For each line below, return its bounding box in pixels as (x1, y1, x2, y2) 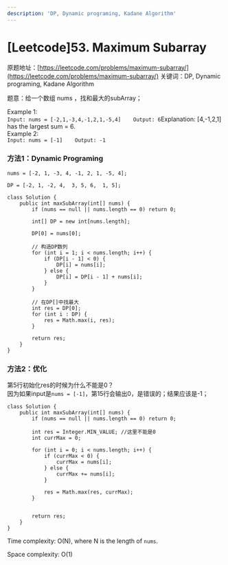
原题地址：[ (7, 63, 40, 71)
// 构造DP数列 (32, 243, 68, 250)
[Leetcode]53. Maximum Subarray (7, 39, 207, 55)
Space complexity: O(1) (7, 551, 73, 559)
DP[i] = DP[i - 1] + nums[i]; (56, 273, 143, 280)
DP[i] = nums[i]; (56, 261, 106, 268)
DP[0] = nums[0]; (32, 230, 81, 237)
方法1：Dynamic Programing (7, 154, 104, 164)
